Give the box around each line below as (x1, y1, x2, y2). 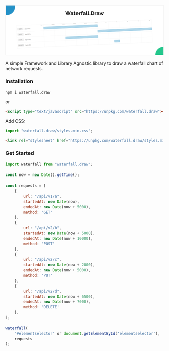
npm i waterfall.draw (5, 90, 51, 95)
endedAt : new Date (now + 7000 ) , (23, 299, 91, 304)
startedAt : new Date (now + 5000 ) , (23, 231, 95, 236)
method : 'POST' (23, 241, 55, 246)
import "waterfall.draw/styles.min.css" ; (5, 128, 93, 133)
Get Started (5, 150, 34, 157)
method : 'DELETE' (23, 305, 59, 310)
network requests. (5, 65, 43, 71)
